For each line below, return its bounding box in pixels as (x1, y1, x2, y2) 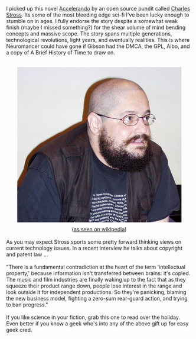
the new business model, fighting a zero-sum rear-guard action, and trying (6, 295, 188, 302)
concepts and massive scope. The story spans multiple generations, (6, 30, 172, 37)
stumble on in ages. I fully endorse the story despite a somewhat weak (6, 18, 178, 24)
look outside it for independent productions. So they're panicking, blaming (6, 289, 187, 295)
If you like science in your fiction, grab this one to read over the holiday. (6, 314, 180, 321)
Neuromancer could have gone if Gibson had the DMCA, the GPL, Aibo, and (6, 43, 190, 50)
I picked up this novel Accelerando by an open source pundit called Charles (6, 5, 190, 12)
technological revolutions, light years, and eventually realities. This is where (6, 37, 190, 43)
